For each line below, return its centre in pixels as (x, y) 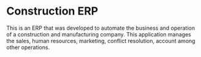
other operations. (28, 47)
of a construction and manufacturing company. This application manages (99, 34)
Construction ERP (52, 11)
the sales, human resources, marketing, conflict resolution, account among (101, 41)
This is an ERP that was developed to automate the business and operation (100, 28)
